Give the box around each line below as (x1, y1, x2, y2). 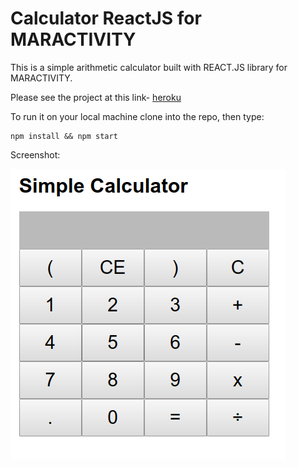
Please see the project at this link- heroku (10, 91, 182, 103)
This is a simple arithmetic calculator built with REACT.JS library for (10, 61, 288, 73)
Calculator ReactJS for (10, 7, 202, 30)
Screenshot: (10, 148, 61, 161)
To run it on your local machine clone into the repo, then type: (10, 110, 265, 122)
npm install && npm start (10, 131, 118, 141)
